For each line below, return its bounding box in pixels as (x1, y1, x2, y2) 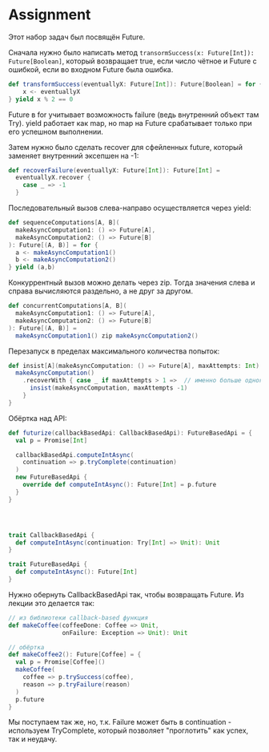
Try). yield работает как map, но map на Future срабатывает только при (8, 118, 252, 127)
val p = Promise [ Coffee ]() (15, 658, 106, 666)
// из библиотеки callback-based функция (8, 613, 149, 622)
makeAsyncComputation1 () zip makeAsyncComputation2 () (15, 331, 199, 340)
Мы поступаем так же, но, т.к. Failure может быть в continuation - (8, 718, 232, 727)
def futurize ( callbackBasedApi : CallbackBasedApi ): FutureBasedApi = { (8, 429, 252, 437)
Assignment (8, 6, 91, 24)
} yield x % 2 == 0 (8, 95, 74, 103)
